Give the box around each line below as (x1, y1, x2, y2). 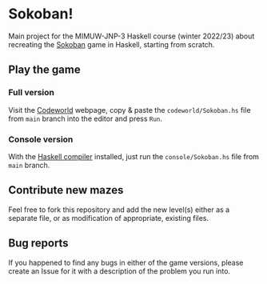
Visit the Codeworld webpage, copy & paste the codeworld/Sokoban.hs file (8, 105, 251, 114)
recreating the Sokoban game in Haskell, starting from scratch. (8, 39, 215, 49)
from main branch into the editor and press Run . (8, 114, 162, 123)
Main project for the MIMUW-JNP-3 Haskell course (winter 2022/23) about (8, 31, 255, 41)
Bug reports (8, 237, 70, 250)
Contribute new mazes (8, 183, 124, 197)
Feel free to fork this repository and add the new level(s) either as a (8, 205, 230, 214)
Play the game (8, 63, 82, 77)
